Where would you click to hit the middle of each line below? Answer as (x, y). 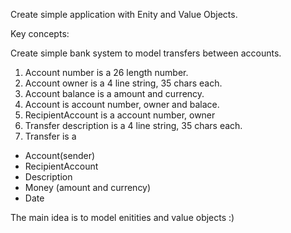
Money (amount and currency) (88, 187)
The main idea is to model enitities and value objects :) (122, 217)
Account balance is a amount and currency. (114, 93)
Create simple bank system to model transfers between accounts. (146, 53)
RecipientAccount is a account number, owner (120, 115)
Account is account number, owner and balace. (122, 104)
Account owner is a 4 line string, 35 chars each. (123, 83)
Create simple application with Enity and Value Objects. (124, 14)
